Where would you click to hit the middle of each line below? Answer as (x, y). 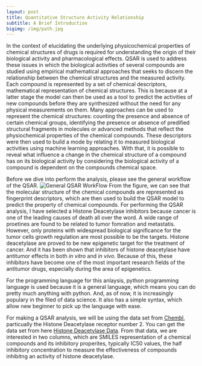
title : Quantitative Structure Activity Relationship (75, 17)
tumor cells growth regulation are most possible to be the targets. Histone (98, 237)
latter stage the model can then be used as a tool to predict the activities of (99, 97)
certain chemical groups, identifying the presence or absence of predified (98, 123)
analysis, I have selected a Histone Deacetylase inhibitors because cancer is (101, 211)
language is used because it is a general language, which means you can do (101, 287)
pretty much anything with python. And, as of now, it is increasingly (90, 294)
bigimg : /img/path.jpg (35, 29)
